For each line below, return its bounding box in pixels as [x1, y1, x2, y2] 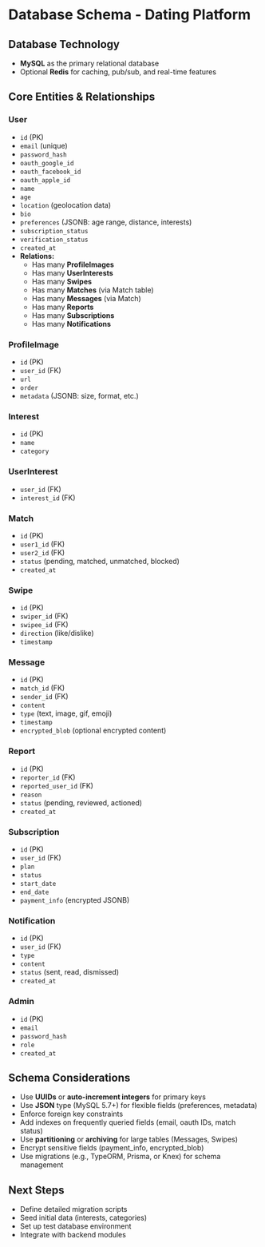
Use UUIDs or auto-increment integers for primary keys [19, 1092, 206, 1102]
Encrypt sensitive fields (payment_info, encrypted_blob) [19, 1143, 204, 1153]
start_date [19, 880, 57, 888]
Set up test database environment [19, 1221, 132, 1231]
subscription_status [19, 227, 89, 235]
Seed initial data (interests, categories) [19, 1213, 148, 1223]
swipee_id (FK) [19, 620, 69, 629]
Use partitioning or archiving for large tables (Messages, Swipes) [19, 1134, 238, 1144]
